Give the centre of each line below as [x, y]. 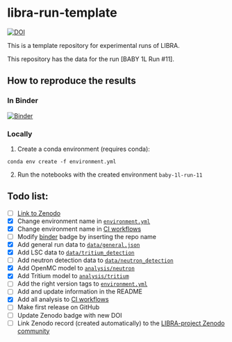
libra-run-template [62, 13]
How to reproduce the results [72, 81]
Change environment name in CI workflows [79, 229]
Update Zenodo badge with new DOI [69, 315]
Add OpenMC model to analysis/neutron [76, 268]
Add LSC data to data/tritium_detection [76, 252]
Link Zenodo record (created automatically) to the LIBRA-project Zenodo [121, 323]
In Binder [23, 101]
